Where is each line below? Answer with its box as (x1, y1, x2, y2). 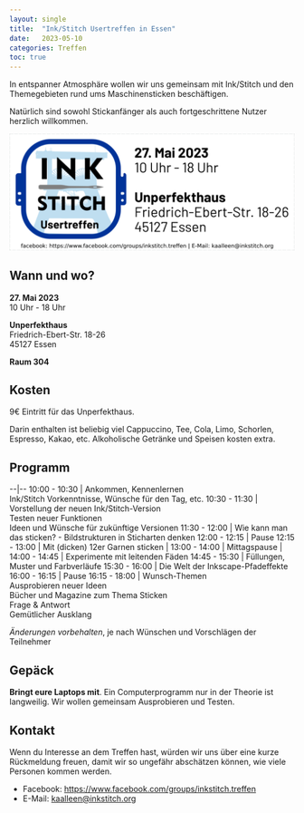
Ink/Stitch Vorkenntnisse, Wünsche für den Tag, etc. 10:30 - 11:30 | (9, 494, 259, 505)
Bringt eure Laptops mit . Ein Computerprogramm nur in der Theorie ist (9, 687, 274, 698)
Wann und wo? (9, 268, 95, 284)
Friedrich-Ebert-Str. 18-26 (9, 329, 106, 340)
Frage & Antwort (9, 599, 71, 611)
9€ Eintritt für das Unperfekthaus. (9, 406, 135, 417)
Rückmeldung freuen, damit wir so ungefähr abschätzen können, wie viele (9, 756, 287, 767)
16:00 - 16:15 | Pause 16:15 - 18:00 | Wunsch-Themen (9, 571, 207, 582)
